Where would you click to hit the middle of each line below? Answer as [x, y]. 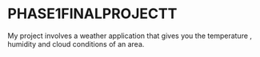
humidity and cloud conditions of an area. [76, 44]
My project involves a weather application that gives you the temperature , [130, 36]
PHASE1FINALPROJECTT [92, 14]
